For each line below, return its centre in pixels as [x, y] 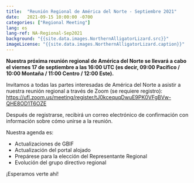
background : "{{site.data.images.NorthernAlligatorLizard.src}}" [87, 39]
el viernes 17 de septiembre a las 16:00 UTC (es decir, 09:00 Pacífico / [93, 67]
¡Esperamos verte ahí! [33, 174]
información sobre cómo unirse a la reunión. [59, 121]
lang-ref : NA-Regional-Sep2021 [44, 33]
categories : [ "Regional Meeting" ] [48, 22]
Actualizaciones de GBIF [44, 144]
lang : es [17, 28]
